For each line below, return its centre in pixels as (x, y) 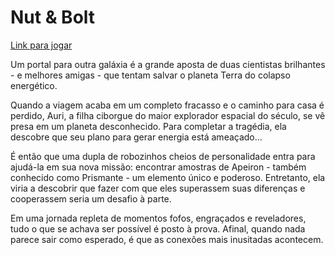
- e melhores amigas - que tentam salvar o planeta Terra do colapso (150, 75)
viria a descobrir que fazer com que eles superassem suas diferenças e (158, 188)
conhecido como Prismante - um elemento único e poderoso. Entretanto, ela (168, 177)
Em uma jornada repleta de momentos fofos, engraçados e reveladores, (158, 218)
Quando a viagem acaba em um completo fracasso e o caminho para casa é (167, 105)
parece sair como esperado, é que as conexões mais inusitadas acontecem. (167, 239)
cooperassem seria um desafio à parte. (91, 198)
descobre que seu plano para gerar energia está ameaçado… (136, 137)
